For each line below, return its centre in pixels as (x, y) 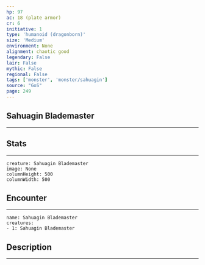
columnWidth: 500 (28, 179)
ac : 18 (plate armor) (34, 18)
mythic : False (24, 69)
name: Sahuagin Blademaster (42, 218)
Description (29, 247)
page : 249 (19, 91)
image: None (21, 169)
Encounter (27, 198)
